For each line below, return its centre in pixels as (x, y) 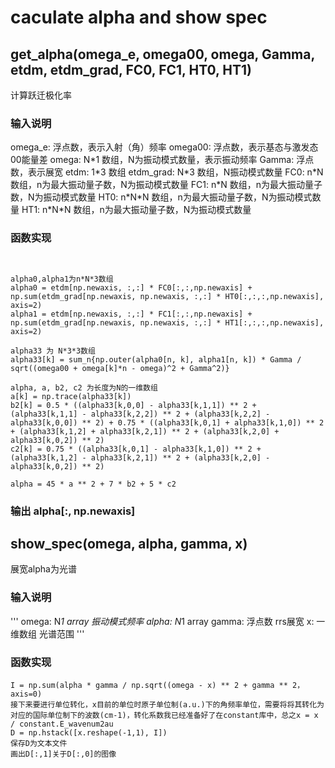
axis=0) (26, 694)
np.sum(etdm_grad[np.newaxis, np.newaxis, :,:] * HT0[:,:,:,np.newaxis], (167, 296)
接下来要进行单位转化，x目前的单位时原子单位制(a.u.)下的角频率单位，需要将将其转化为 (167, 704)
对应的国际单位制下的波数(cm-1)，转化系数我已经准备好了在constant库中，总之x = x (164, 715)
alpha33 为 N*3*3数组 (53, 351)
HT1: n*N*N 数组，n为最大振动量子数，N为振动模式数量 (136, 210)
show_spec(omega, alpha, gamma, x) (129, 543)
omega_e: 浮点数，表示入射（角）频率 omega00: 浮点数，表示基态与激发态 (164, 147)
